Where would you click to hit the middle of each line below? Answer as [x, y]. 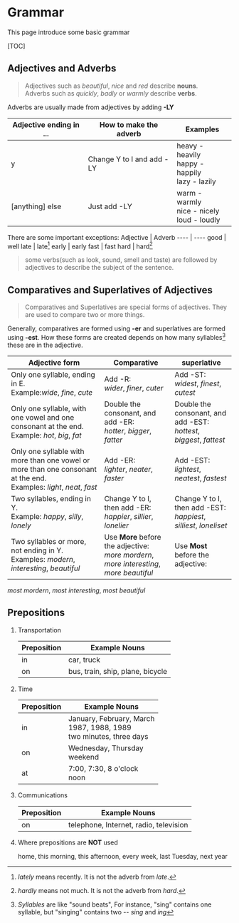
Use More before [133, 537]
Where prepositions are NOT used [68, 842]
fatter [113, 440]
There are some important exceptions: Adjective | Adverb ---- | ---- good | [117, 237]
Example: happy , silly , [47, 516]
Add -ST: [190, 374]
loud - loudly [198, 220]
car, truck [84, 660]
